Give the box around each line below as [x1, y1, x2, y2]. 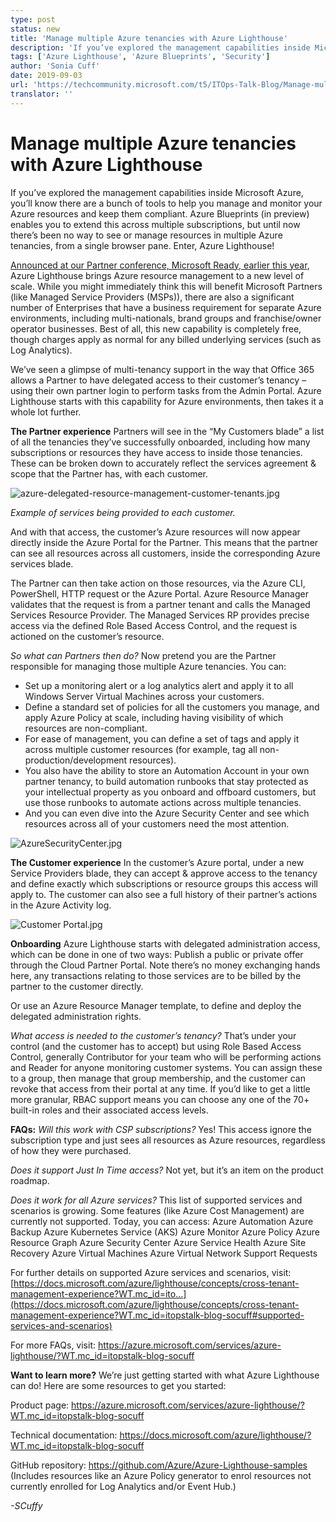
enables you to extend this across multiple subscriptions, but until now [10, 218, 301, 230]
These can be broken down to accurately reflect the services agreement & [10, 457, 317, 469]
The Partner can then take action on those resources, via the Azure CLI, [10, 577, 306, 589]
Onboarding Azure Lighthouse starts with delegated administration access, [10, 937, 321, 950]
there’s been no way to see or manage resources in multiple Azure [10, 229, 283, 241]
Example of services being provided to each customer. [10, 506, 236, 518]
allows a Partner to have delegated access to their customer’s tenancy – [10, 374, 307, 386]
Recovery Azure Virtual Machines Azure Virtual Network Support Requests [10, 1247, 318, 1259]
